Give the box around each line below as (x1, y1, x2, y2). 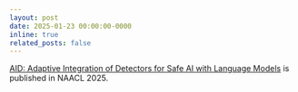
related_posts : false (9, 38, 92, 48)
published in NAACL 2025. (9, 73, 109, 84)
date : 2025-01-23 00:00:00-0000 (9, 22, 132, 31)
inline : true (9, 30, 59, 39)
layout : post (9, 13, 59, 23)
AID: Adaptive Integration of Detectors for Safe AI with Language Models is (9, 63, 290, 74)
